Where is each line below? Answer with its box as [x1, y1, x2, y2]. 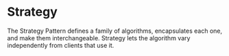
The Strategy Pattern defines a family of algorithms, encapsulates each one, [7, 27, 223, 35]
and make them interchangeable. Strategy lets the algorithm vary [7, 33, 191, 42]
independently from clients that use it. [7, 41, 114, 49]
